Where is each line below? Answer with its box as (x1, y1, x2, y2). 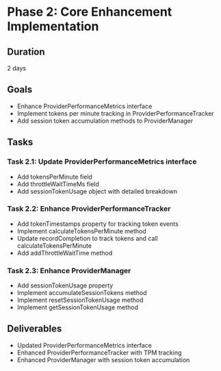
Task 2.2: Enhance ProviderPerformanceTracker (7, 204, 171, 214)
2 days (7, 64, 26, 72)
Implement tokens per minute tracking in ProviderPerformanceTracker (16, 109, 214, 117)
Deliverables (7, 323, 62, 335)
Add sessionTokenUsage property (16, 281, 114, 290)
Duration (7, 46, 46, 57)
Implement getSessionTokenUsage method (16, 303, 139, 311)
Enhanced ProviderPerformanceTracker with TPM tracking (16, 348, 182, 357)
